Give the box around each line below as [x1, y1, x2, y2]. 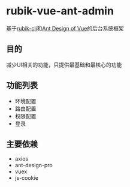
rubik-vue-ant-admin [6, 4, 114, 18]
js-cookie [14, 174, 39, 182]
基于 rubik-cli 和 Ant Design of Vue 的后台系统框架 [6, 25, 124, 32]
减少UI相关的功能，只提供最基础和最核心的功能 [6, 61, 122, 68]
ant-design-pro [14, 162, 53, 169]
